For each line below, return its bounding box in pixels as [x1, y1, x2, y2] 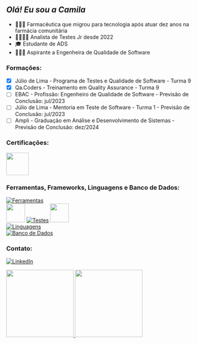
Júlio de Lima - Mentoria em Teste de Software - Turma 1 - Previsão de [14, 104, 190, 111]
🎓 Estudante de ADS [14, 40, 68, 47]
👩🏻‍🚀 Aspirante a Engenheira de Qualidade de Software [14, 48, 151, 56]
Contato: [6, 244, 33, 252]
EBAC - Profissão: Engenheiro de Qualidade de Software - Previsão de [14, 91, 189, 98]
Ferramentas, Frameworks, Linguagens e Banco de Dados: [6, 183, 180, 191]
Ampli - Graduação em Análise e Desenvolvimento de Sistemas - [14, 117, 175, 124]
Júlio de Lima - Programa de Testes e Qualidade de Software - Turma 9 [14, 77, 192, 84]
